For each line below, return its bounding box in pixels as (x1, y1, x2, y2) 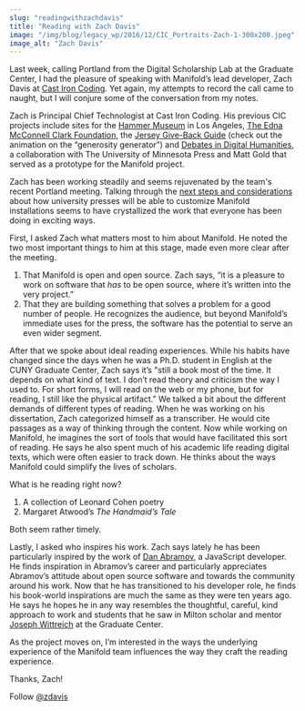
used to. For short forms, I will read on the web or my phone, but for (9, 384, 264, 395)
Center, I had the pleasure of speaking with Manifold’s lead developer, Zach (9, 74, 293, 85)
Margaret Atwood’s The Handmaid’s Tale (22, 506, 177, 517)
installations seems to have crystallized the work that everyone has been (9, 206, 282, 217)
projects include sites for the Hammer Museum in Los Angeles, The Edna (9, 120, 283, 131)
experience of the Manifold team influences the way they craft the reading (9, 646, 289, 657)
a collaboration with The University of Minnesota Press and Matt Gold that (9, 149, 287, 160)
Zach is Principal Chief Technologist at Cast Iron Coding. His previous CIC (9, 110, 287, 121)
